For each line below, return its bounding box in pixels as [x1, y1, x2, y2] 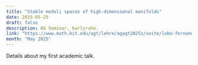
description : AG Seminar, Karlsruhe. [6, 25, 99, 31]
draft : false [6, 19, 38, 25]
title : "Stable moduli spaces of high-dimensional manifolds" [6, 8, 162, 15]
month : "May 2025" [6, 36, 51, 42]
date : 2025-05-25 [6, 14, 49, 20]
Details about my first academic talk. [6, 53, 95, 59]
